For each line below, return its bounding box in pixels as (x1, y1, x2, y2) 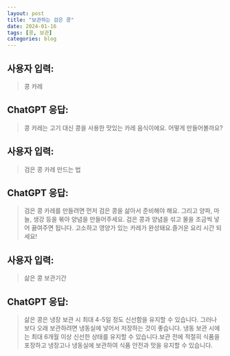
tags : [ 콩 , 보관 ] (7, 29, 53, 36)
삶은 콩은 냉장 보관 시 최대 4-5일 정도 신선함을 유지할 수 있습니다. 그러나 (23, 316, 218, 323)
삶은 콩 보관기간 (23, 274, 67, 282)
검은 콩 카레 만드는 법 (23, 165, 81, 174)
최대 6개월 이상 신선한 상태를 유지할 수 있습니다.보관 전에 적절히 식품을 (31, 333, 220, 340)
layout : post (7, 10, 45, 17)
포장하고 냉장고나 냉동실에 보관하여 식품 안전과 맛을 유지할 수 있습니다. (23, 341, 213, 349)
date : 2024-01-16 (7, 23, 57, 29)
